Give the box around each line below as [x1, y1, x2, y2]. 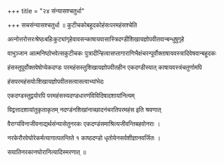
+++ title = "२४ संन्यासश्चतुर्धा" [7, 7, 85, 15]
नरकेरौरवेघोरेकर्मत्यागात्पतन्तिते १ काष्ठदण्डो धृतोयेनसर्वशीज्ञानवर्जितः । [7, 134, 161, 142]
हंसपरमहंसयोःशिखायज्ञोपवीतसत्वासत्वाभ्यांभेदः [7, 78, 105, 85]
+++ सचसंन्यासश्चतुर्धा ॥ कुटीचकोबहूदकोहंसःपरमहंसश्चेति [7, 21, 138, 29]
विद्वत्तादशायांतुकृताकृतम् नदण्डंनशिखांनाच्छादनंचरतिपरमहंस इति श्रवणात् [7, 106, 161, 114]
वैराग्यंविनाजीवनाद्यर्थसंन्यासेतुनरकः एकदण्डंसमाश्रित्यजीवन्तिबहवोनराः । [7, 120, 161, 128]
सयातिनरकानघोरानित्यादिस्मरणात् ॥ [7, 148, 86, 156]
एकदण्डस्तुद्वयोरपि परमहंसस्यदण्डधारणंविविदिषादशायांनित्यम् [7, 92, 136, 99]
